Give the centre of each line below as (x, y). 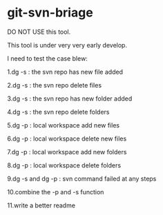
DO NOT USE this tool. (39, 32)
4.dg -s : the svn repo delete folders (58, 112)
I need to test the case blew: (47, 58)
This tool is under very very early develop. (67, 45)
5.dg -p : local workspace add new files (63, 125)
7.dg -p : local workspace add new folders (67, 152)
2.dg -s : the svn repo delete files (55, 85)
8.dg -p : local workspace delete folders (64, 165)
